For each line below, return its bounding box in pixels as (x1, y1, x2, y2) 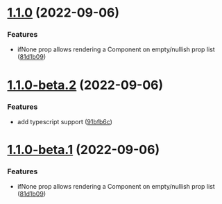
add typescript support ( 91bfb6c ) (17, 117, 113, 126)
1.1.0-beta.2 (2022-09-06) (7, 77, 164, 93)
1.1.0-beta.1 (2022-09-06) (7, 142, 160, 158)
